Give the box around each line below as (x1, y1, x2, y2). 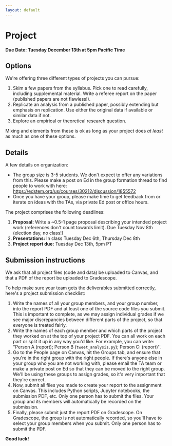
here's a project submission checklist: (5, 290, 86, 296)
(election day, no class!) (12, 230, 64, 236)
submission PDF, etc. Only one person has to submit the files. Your (12, 393, 154, 399)
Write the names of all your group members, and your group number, (12, 300, 159, 306)
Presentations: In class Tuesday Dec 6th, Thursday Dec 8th (12, 235, 140, 241)
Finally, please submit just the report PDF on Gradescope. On (12, 410, 143, 415)
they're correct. (12, 377, 46, 383)
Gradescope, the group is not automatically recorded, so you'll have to (12, 415, 162, 421)
